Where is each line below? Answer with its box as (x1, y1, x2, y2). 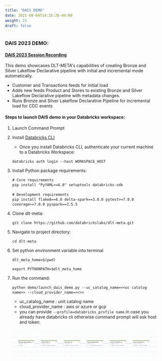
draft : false (5, 23, 32, 28)
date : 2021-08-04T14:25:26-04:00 (5, 13, 73, 18)
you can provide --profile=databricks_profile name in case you (19, 309, 149, 314)
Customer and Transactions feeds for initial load (12, 83, 108, 88)
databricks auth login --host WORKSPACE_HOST (12, 159, 106, 164)
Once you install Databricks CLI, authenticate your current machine (19, 144, 154, 150)
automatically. (5, 73, 33, 79)
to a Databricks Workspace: (19, 149, 75, 155)
